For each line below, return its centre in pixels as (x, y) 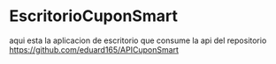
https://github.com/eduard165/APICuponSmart (94, 49)
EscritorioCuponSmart (94, 16)
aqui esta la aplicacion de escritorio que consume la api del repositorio (138, 40)
